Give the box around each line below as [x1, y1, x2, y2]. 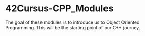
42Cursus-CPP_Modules [5, 3, 114, 14]
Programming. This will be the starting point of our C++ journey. [5, 24, 140, 30]
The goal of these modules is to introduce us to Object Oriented [5, 19, 140, 25]
